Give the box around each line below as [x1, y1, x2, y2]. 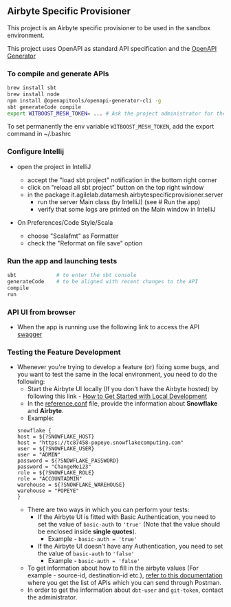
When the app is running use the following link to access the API [16, 322, 200, 331]
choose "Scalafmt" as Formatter [27, 232, 119, 240]
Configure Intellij [7, 147, 64, 157]
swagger [16, 330, 43, 338]
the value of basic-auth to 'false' [37, 549, 135, 558]
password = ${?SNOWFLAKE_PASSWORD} [16, 457, 120, 465]
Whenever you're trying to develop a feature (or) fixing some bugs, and [16, 363, 219, 371]
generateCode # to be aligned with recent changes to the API [7, 278, 198, 285]
